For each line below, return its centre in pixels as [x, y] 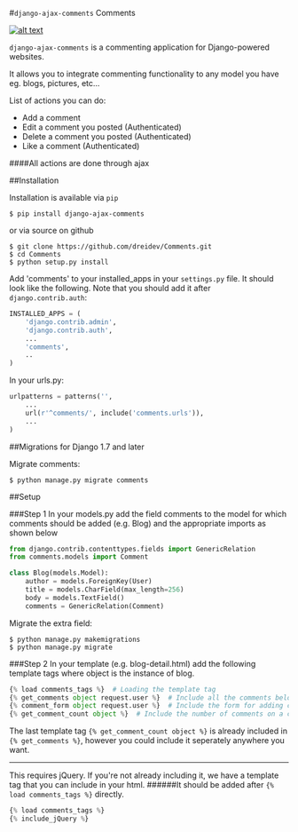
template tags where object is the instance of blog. [102, 673]
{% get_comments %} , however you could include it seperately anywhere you [147, 741]
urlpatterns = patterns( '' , [61, 397]
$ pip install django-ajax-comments [77, 214]
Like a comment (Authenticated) [81, 146]
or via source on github [52, 230]
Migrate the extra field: [51, 623]
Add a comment [51, 118]
